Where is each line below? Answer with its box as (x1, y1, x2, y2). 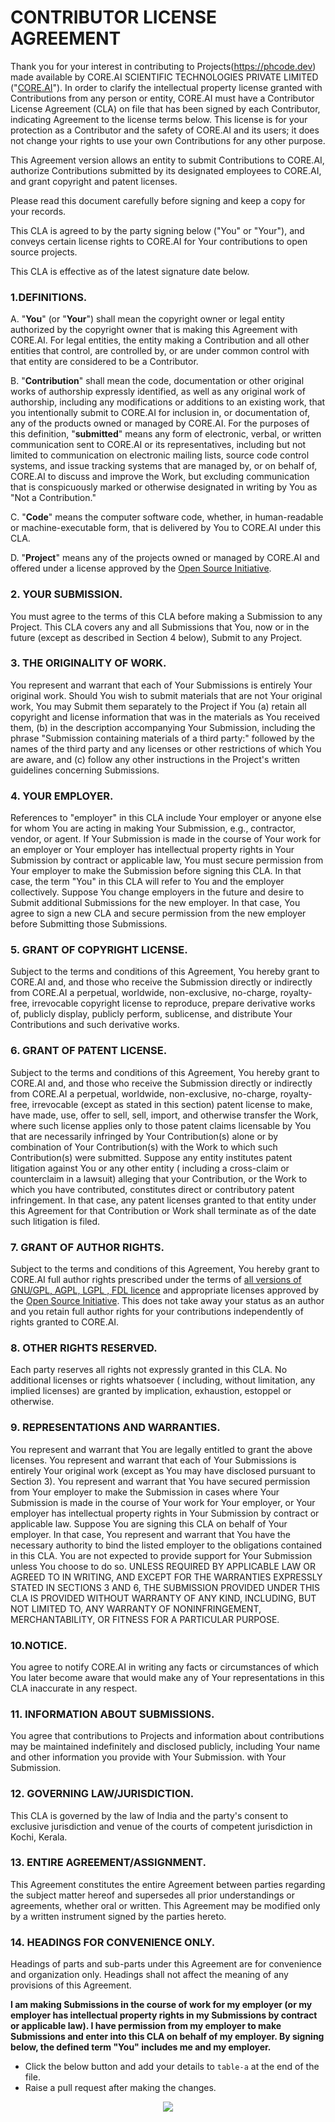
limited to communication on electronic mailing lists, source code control (10, 449, 310, 461)
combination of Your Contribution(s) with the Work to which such (10, 1141, 278, 1153)
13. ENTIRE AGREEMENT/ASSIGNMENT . (10, 1856, 207, 1870)
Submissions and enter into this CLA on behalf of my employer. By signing (10, 2031, 325, 2043)
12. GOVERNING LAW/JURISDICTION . (10, 1787, 195, 1801)
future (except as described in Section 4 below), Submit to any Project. (10, 631, 303, 643)
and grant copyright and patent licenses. (10, 175, 178, 187)
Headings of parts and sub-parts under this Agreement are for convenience (10, 1958, 322, 1970)
